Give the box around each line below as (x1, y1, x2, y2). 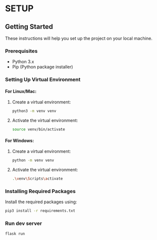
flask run (5, 231, 25, 236)
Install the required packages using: (5, 199, 77, 205)
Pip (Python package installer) (12, 64, 73, 70)
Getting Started (5, 23, 53, 31)
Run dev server (5, 220, 43, 227)
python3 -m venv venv (12, 109, 57, 114)
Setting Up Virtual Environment (5, 76, 81, 83)
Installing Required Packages (5, 188, 76, 195)
